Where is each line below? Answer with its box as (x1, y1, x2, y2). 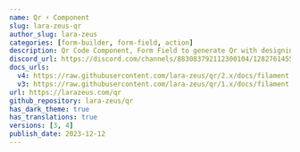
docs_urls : (9, 63, 50, 72)
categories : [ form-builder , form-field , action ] (9, 38, 194, 47)
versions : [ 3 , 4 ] (9, 122, 74, 131)
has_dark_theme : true (9, 105, 90, 114)
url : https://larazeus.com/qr (9, 88, 122, 97)
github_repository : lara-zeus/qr (9, 96, 134, 106)
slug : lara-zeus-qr (9, 21, 82, 30)
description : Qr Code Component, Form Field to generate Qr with (9, 46, 257, 55)
